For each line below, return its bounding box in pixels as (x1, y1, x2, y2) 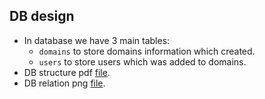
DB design (9, 8, 75, 25)
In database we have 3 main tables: (23, 34, 171, 46)
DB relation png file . (23, 77, 106, 89)
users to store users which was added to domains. (38, 55, 247, 68)
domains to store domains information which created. (38, 45, 256, 57)
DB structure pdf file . (23, 66, 111, 78)
